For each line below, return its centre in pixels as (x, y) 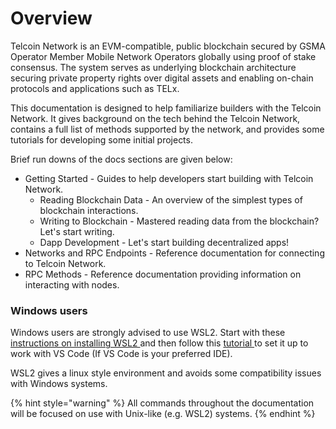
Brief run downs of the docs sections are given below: (121, 159)
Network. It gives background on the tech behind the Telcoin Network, (155, 118)
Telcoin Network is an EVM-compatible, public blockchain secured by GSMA (168, 46)
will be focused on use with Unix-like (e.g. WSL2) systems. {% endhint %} (163, 414)
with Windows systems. (59, 384)
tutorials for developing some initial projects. (101, 139)
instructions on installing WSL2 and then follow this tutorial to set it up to (159, 343)
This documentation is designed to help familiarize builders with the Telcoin (166, 108)
